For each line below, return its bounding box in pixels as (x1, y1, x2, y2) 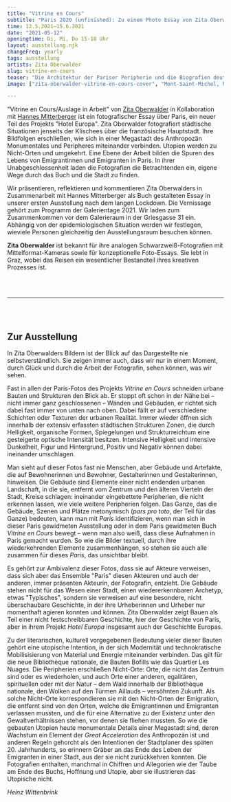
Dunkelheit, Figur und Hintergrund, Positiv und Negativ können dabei (7, 443, 202, 451)
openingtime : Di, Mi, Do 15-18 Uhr (7, 36, 109, 43)
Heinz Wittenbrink (7, 788, 58, 797)
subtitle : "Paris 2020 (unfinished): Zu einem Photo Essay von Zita (7, 16, 208, 23)
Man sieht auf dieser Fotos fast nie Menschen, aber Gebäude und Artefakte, (7, 463, 223, 471)
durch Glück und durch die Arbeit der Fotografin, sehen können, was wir (7, 364, 212, 372)
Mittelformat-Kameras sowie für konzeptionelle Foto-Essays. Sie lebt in (7, 249, 208, 257)
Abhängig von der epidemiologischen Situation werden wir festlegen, (7, 221, 203, 229)
